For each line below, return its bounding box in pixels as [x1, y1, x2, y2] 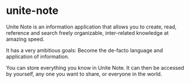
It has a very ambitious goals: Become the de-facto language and [6, 46, 163, 53]
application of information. [6, 53, 69, 60]
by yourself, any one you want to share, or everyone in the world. [6, 70, 162, 77]
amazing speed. [6, 35, 45, 42]
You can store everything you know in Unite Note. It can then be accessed [6, 64, 185, 71]
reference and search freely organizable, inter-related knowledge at [6, 29, 169, 36]
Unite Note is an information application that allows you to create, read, [6, 23, 177, 30]
